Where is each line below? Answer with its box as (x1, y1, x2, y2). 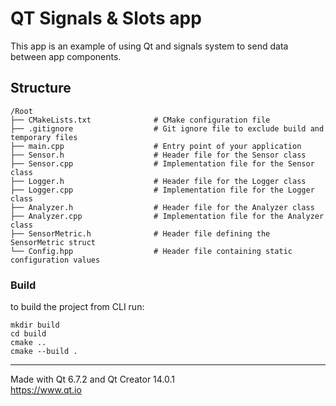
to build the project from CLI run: (10, 301, 145, 313)
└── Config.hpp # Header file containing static (10, 246, 293, 256)
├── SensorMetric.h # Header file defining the (10, 228, 271, 239)
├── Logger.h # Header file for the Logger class (10, 176, 307, 186)
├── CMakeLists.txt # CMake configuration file (10, 115, 271, 125)
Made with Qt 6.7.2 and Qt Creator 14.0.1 (10, 373, 176, 386)
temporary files (10, 132, 78, 142)
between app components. (10, 50, 122, 62)
